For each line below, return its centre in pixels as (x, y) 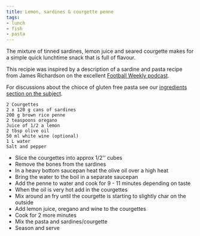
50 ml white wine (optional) (43, 136)
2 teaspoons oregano (32, 121)
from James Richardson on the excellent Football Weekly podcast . (88, 76)
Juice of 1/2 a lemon (33, 126)
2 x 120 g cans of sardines (41, 110)
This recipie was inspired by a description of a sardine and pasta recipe (94, 69)
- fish (14, 29)
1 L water (19, 142)
